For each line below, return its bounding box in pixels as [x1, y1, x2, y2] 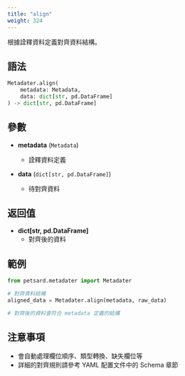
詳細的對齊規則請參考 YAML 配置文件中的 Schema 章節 [17, 360, 179, 369]
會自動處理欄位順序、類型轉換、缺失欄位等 [17, 351, 143, 360]
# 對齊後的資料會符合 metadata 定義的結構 [7, 310, 120, 317]
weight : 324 [7, 17, 43, 24]
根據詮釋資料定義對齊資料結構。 [7, 37, 101, 46]
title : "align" [7, 10, 53, 18]
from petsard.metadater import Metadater [7, 278, 132, 285]
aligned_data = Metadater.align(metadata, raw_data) [7, 297, 167, 304]
